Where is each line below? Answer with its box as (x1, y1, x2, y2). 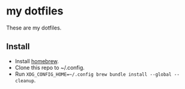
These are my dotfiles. (6, 24, 62, 31)
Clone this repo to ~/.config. (14, 64, 85, 71)
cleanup (14, 78, 34, 84)
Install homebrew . (14, 57, 59, 64)
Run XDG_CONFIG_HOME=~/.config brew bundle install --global (14, 70, 172, 78)
